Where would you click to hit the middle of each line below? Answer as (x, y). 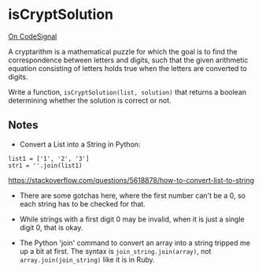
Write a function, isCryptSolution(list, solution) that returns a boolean (127, 91)
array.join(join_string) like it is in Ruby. (87, 259)
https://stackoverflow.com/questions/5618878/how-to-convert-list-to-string (131, 180)
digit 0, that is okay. (51, 227)
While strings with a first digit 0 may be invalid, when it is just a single (132, 219)
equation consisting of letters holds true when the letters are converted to (128, 68)
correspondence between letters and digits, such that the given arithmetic (128, 60)
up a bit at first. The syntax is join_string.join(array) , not (115, 251)
